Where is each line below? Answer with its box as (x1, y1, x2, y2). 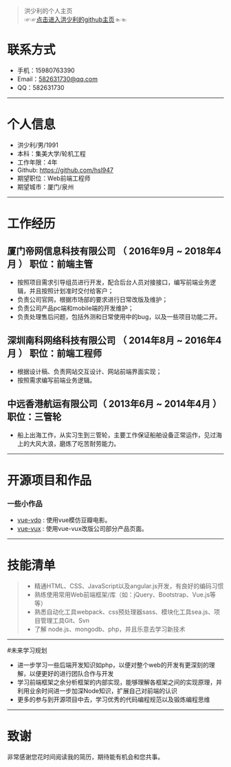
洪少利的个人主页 (23, 7, 73, 14)
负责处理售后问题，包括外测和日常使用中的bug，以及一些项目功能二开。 (16, 312, 221, 320)
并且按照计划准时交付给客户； (29, 287, 114, 295)
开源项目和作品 (7, 472, 92, 488)
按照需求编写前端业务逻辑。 (16, 376, 96, 384)
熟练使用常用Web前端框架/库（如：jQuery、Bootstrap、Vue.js (34, 590, 210, 599)
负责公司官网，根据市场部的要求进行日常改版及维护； (16, 295, 168, 303)
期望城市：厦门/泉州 (16, 182, 74, 191)
